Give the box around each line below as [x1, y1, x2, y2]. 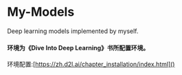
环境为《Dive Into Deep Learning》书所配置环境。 [7, 43, 150, 52]
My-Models [7, 4, 75, 20]
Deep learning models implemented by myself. [7, 27, 139, 35]
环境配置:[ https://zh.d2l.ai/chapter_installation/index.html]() [7, 60, 175, 69]
